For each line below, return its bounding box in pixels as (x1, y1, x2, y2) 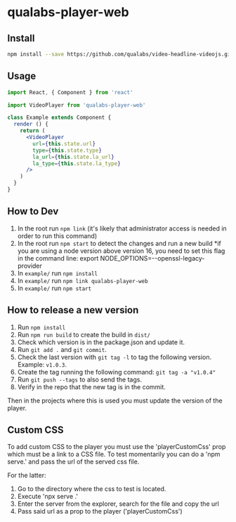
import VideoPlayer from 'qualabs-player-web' (7, 101, 146, 109)
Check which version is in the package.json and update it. (17, 338, 185, 346)
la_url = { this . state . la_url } (32, 153, 114, 160)
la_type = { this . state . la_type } (32, 159, 121, 167)
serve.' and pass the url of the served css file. (7, 457, 140, 466)
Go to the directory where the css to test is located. (17, 485, 166, 493)
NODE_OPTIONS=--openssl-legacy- (100, 254, 205, 262)
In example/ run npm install (17, 268, 98, 278)
